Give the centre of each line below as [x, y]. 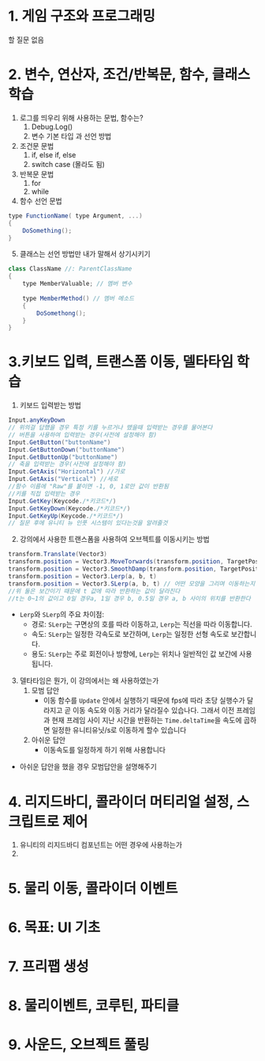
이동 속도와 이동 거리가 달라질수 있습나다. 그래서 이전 [153, 710]
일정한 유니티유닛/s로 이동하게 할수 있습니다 [119, 730]
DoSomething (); [47, 230]
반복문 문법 [37, 174]
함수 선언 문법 [41, 201]
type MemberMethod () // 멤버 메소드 [78, 298]
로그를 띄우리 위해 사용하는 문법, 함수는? [81, 117]
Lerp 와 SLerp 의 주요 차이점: [62, 615]
